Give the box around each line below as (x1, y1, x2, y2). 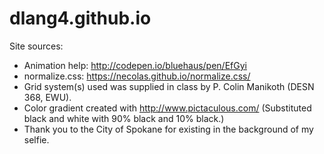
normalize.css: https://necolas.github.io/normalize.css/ (23, 70, 251, 82)
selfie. (23, 133, 50, 146)
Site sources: (9, 40, 64, 52)
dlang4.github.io (9, 7, 152, 30)
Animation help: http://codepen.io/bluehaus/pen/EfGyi (23, 59, 247, 71)
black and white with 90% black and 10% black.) (23, 112, 225, 124)
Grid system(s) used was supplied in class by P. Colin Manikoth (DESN (23, 80, 315, 92)
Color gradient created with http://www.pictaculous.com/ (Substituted (23, 102, 312, 114)
